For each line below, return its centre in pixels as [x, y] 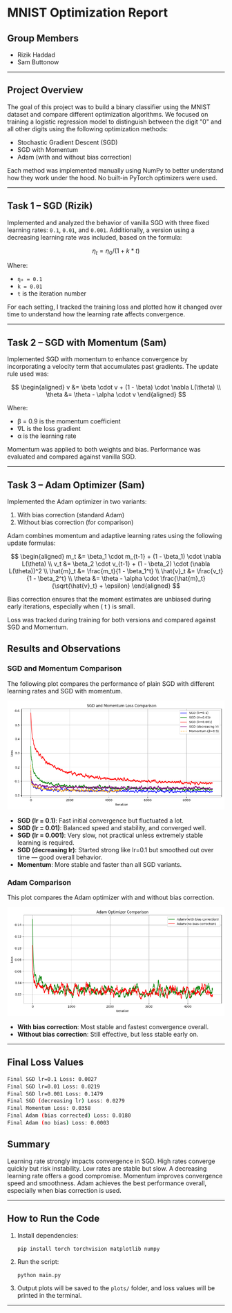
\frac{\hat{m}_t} [183, 579]
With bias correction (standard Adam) [71, 515]
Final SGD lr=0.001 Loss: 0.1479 [55, 1094]
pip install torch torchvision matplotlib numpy [88, 1249]
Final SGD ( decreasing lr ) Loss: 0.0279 [66, 1101]
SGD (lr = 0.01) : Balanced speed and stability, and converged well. [112, 827]
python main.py [39, 1275]
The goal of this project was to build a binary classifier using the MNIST [109, 107]
